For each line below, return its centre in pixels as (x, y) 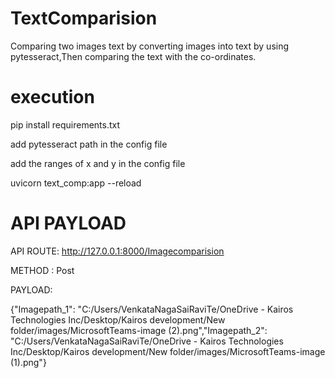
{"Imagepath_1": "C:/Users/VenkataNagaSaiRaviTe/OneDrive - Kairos (152, 309)
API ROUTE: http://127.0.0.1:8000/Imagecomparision (117, 251)
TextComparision (84, 18)
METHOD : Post (42, 270)
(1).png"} (28, 362)
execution (52, 97)
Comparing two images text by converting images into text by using (150, 46)
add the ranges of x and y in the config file (98, 163)
